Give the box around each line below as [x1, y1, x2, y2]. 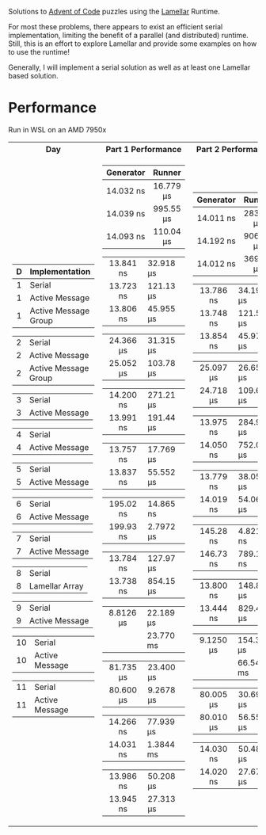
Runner [153, 166, 181, 177]
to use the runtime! [8, 48, 70, 56]
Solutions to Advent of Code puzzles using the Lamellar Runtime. [8, 7, 220, 16]
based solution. [8, 71, 59, 80]
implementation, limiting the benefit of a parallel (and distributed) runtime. [8, 31, 249, 40]
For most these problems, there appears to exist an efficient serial [8, 22, 223, 31]
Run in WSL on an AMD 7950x [8, 124, 107, 134]
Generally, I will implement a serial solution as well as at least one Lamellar [8, 63, 251, 72]
